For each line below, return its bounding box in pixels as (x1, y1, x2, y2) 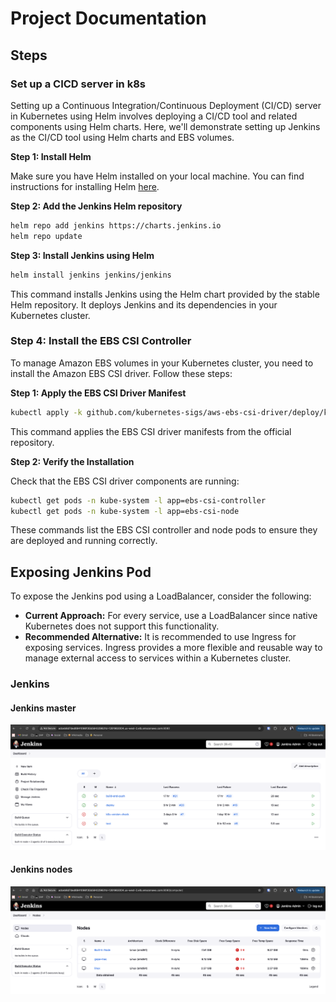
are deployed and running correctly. (10, 535, 158, 547)
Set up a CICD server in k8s (10, 77, 146, 91)
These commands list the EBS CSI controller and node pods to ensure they (10, 524, 318, 536)
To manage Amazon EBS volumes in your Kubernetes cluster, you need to (10, 357, 314, 369)
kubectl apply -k (10, 407, 83, 417)
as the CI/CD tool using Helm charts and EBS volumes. (10, 131, 235, 143)
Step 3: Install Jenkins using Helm (10, 249, 155, 261)
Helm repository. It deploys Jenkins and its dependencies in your (10, 298, 278, 311)
